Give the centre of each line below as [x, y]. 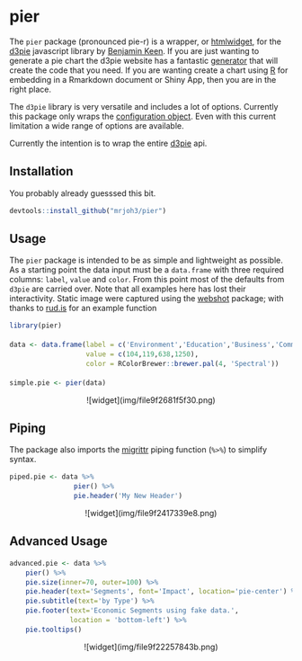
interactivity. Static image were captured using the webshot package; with [147, 299]
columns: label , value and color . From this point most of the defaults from [147, 280]
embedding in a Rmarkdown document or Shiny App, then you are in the [143, 79]
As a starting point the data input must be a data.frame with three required [147, 270]
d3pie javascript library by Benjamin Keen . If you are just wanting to [134, 50]
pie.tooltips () [54, 630]
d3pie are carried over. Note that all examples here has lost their [128, 289]
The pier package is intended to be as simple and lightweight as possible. [146, 260]
